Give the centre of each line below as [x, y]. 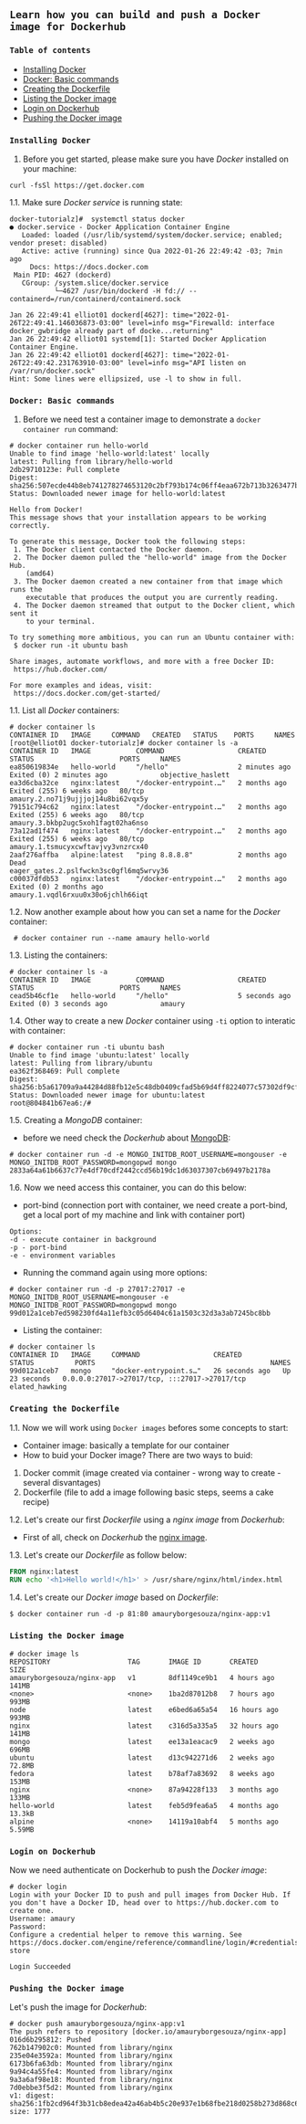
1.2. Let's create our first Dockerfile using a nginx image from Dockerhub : [147, 1519]
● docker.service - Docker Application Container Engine [120, 227]
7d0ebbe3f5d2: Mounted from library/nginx [91, 2088]
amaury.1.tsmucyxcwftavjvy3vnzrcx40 [79, 847]
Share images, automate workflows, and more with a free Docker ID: [142, 662]
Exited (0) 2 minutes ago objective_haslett [120, 775]
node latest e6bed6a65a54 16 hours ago [144, 1709]
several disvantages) [62, 1482]
